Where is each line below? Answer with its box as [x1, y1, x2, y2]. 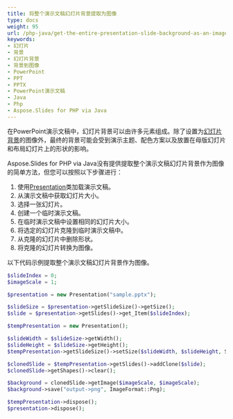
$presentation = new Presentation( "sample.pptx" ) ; [7, 291, 157, 298]
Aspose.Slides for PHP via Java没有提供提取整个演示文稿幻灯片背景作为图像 [7, 159, 225, 167]
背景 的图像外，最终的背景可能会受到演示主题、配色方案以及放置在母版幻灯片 [7, 135, 226, 144]
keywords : [7, 36, 36, 43]
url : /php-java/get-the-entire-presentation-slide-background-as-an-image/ [7, 29, 231, 37]
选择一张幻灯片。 [17, 199, 67, 208]
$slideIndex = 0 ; [7, 272, 58, 279]
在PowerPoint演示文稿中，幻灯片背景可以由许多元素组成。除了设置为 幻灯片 [7, 126, 223, 135]
